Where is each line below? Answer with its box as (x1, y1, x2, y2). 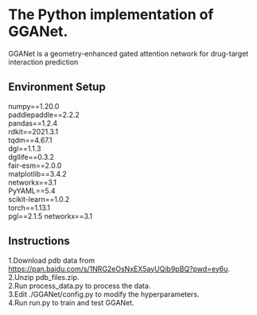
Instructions (8, 235, 70, 248)
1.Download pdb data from (8, 255, 95, 265)
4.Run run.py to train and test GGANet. (8, 297, 134, 307)
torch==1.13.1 (8, 203, 50, 212)
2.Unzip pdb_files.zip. (8, 272, 80, 282)
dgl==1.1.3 (8, 143, 41, 153)
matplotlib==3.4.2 (8, 169, 68, 178)
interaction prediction (8, 57, 79, 67)
